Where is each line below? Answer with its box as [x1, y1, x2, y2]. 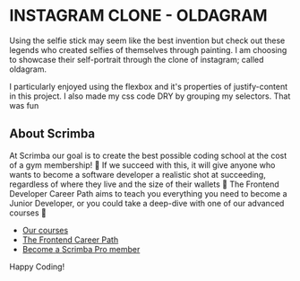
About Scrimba [9, 127, 96, 142]
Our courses [21, 224, 69, 235]
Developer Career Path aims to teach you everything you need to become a [9, 188, 288, 198]
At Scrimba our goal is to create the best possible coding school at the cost [9, 150, 287, 161]
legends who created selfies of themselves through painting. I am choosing [9, 44, 287, 55]
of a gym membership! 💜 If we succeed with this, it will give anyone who [9, 159, 276, 171]
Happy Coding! [9, 261, 65, 272]
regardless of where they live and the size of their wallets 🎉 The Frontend [9, 179, 279, 189]
